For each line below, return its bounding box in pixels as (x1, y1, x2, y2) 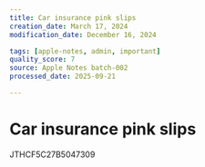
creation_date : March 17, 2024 (9, 22, 128, 31)
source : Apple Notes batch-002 (9, 64, 128, 73)
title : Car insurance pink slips (9, 13, 137, 23)
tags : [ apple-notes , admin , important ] (9, 46, 161, 55)
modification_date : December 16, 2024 (9, 30, 157, 39)
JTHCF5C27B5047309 (9, 149, 96, 160)
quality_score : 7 (9, 55, 76, 64)
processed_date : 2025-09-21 (9, 72, 117, 82)
